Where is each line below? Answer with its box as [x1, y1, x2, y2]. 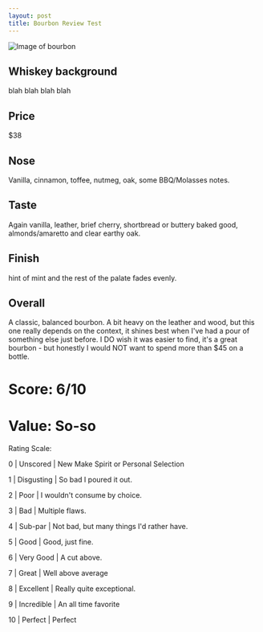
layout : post [8, 11, 52, 20]
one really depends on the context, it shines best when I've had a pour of [8, 326, 250, 336]
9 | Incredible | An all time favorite [8, 599, 120, 609]
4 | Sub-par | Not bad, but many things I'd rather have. [8, 521, 188, 531]
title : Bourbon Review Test [8, 19, 103, 27]
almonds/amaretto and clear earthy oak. [8, 228, 141, 238]
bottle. [8, 351, 30, 362]
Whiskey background [8, 64, 118, 78]
